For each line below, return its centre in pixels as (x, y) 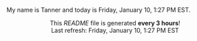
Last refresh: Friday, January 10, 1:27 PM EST (115, 30)
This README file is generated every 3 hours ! (115, 23)
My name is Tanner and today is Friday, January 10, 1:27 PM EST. (98, 10)
